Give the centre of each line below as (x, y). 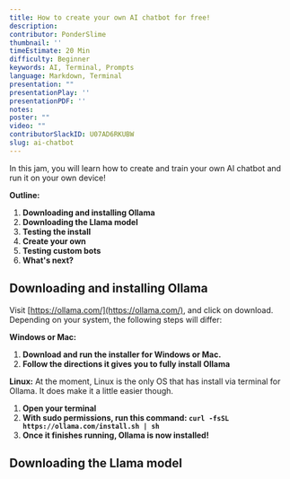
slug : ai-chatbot (42, 143)
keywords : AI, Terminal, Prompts (72, 68)
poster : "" (30, 118)
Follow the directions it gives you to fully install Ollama (126, 363)
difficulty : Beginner (50, 59)
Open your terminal (59, 408)
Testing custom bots (62, 250)
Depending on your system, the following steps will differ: (116, 319)
